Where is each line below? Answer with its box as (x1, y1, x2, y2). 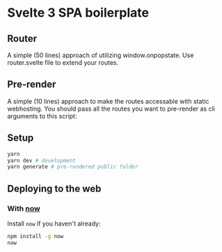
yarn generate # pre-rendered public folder (7, 164, 138, 171)
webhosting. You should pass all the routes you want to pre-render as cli (7, 104, 216, 113)
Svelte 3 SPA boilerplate (7, 5, 150, 21)
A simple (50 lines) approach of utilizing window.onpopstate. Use (7, 51, 194, 59)
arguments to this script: (7, 111, 77, 120)
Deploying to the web (7, 182, 102, 194)
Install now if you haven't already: (7, 219, 101, 228)
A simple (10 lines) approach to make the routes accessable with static (7, 97, 209, 105)
